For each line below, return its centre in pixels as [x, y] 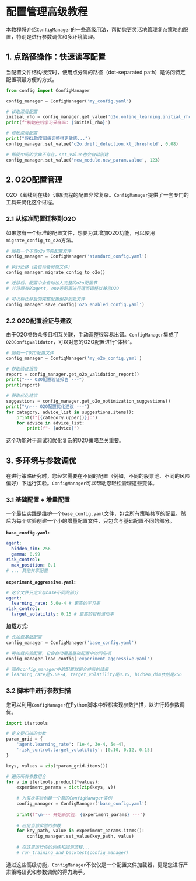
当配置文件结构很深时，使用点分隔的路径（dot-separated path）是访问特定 [96, 72]
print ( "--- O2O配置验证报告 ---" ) [45, 380]
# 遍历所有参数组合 [26, 776]
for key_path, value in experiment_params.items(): [80, 831]
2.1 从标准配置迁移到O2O [41, 219]
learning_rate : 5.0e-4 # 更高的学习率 [56, 604]
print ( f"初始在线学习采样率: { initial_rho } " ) [58, 123]
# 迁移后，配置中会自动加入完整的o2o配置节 [52, 283]
